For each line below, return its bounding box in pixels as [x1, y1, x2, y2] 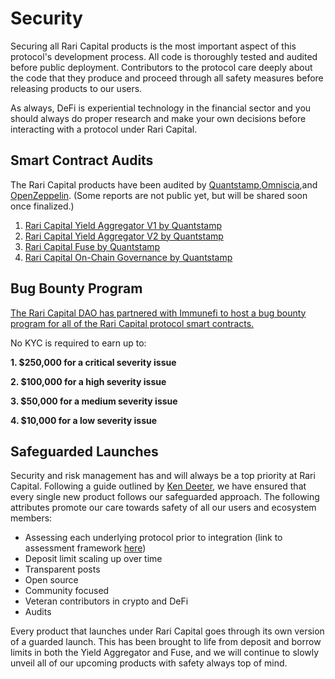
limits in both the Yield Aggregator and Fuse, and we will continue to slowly [10, 647, 320, 659]
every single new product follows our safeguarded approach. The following [10, 491, 320, 503]
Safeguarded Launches [10, 443, 159, 460]
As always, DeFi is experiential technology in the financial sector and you [10, 102, 312, 114]
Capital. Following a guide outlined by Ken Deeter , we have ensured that [10, 480, 307, 492]
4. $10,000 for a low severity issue [10, 414, 158, 426]
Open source [24, 574, 79, 586]
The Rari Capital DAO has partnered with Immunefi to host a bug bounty [10, 307, 307, 319]
